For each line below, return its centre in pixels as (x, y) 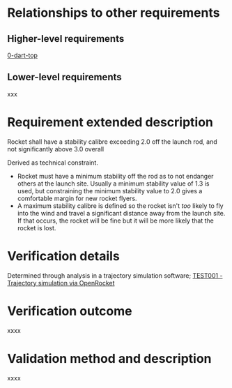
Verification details (63, 256)
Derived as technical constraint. (53, 163)
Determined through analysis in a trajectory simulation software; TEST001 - (115, 275)
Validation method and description (109, 358)
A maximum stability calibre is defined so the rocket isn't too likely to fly (121, 206)
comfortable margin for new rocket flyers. (77, 198)
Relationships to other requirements (114, 13)
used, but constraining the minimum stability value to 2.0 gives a (110, 191)
